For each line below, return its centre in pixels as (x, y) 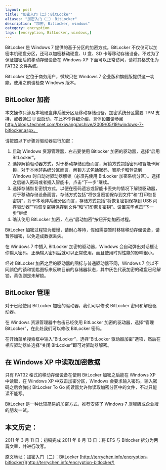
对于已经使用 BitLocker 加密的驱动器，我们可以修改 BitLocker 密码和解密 (79, 305)
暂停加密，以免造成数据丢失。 (35, 236)
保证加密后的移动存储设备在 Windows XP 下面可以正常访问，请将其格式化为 (82, 60)
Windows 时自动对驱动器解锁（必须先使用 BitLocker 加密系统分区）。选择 (86, 176)
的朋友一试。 (18, 410)
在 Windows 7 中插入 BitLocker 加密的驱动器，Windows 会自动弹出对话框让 (82, 246)
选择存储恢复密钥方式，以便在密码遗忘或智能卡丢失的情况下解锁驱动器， (86, 188)
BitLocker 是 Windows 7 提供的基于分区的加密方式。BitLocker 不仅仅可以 (79, 47)
